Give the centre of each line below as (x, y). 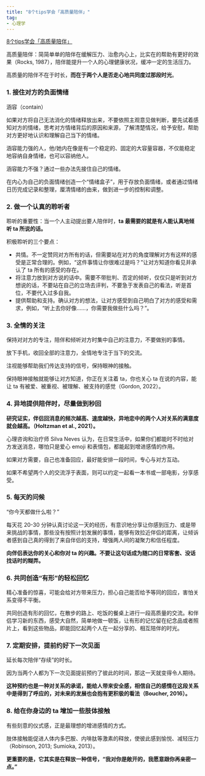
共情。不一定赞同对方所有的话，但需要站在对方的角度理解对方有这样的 (103, 255)
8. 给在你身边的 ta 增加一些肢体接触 (58, 711)
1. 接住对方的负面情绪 (38, 92)
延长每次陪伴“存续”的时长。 (41, 660)
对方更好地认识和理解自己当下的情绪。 (54, 135)
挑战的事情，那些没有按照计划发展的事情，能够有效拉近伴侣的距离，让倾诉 (105, 532)
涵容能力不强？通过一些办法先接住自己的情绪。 (65, 169)
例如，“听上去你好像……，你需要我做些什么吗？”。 (89, 308)
